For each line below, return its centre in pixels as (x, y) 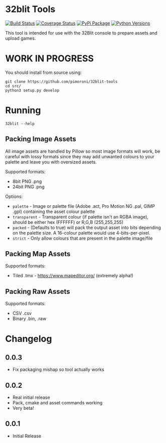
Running (23, 110)
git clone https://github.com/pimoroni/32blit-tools (61, 81)
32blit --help (20, 124)
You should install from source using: (43, 72)
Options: (14, 196)
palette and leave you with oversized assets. (51, 162)
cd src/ (13, 86)
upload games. (21, 38)
